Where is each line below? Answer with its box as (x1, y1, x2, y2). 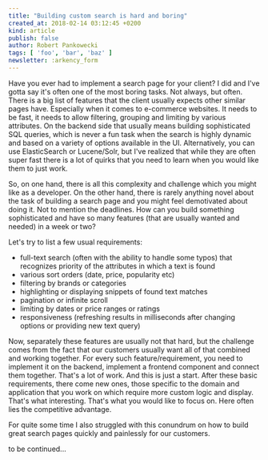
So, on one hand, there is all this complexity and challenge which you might (8, 179, 258, 188)
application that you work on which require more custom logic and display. (8, 387, 254, 397)
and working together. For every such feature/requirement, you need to (8, 353, 243, 363)
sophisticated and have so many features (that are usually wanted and (8, 213, 240, 223)
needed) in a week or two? (8, 221, 96, 231)
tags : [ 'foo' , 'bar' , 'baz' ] (8, 49, 113, 57)
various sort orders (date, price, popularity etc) (19, 269, 175, 279)
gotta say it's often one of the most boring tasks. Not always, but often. (8, 87, 243, 96)
